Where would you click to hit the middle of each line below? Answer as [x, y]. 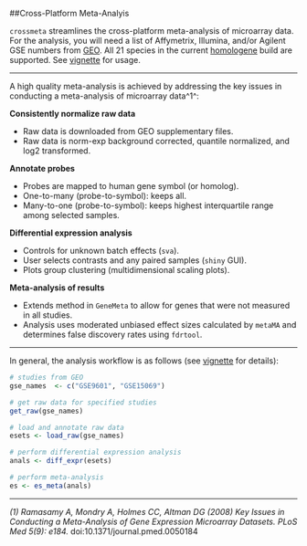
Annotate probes [42, 168]
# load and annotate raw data [67, 427]
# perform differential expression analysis [95, 452]
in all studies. [48, 315]
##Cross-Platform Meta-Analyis [69, 13]
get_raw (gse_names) [47, 411]
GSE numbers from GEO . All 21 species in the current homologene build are [151, 50]
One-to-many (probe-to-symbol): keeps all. [105, 196]
